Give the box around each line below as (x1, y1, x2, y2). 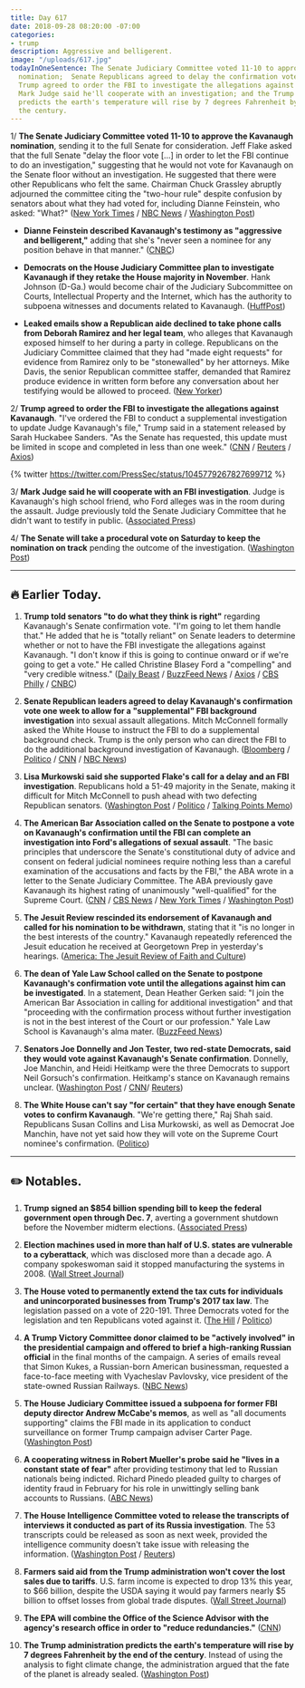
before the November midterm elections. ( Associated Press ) (23, 1221, 248, 1232)
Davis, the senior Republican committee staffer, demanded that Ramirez (23, 366, 291, 377)
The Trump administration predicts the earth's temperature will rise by (23, 1639, 295, 1650)
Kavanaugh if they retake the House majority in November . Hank (23, 272, 271, 283)
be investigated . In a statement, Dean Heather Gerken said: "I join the (23, 988, 284, 998)
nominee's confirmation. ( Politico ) (23, 1138, 150, 1149)
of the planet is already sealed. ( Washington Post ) (23, 1668, 210, 1679)
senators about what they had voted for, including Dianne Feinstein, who (10, 198, 281, 209)
